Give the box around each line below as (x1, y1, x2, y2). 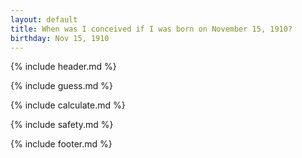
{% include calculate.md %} (10, 99, 126, 111)
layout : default (10, 14, 78, 25)
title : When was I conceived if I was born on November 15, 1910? (10, 24, 293, 34)
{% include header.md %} (10, 61, 117, 73)
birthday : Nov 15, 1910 (10, 33, 110, 43)
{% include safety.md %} (10, 119, 114, 131)
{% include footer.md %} (10, 138, 113, 150)
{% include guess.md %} (10, 80, 113, 92)
